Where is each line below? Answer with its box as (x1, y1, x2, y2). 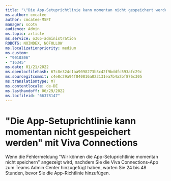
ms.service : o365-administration (5, 36, 76, 41)
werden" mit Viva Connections (5, 137, 138, 148)
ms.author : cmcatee (5, 12, 47, 17)
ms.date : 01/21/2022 (5, 64, 49, 70)
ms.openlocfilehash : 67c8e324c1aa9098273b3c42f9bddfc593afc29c (5, 70, 142, 75)
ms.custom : (5, 50, 28, 55)
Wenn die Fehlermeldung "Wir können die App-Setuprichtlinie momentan (5, 154, 159, 160)
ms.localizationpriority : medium (5, 46, 76, 51)
